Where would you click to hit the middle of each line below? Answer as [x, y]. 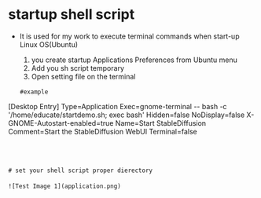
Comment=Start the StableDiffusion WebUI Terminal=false [103, 131]
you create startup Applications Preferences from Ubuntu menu [134, 60]
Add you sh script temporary [77, 68]
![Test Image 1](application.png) [65, 186]
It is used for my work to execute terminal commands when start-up [129, 36]
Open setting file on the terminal [83, 76]
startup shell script [72, 15]
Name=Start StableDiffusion [161, 123]
